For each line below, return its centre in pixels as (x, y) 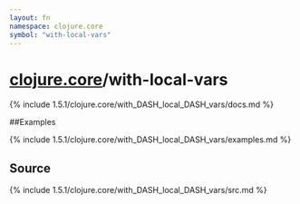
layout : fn (30, 18)
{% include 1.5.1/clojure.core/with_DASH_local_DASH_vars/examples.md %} (150, 140)
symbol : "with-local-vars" (60, 34)
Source (30, 168)
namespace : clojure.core (56, 26)
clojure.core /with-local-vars (119, 79)
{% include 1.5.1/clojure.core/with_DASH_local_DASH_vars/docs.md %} (142, 104)
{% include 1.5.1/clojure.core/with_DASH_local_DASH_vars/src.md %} (138, 190)
